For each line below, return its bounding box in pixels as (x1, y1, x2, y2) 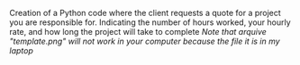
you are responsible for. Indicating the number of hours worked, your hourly (9, 17, 291, 28)
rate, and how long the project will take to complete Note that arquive (9, 27, 268, 37)
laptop (9, 45, 33, 56)
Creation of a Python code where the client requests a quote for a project (9, 8, 281, 18)
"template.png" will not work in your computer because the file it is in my (9, 36, 281, 46)
